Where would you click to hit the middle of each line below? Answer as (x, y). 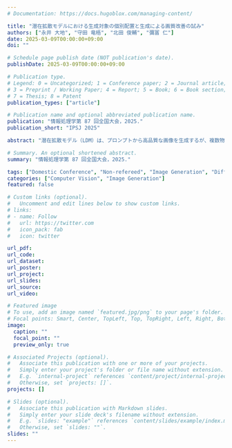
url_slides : (24, 280)
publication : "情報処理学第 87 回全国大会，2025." (75, 122)
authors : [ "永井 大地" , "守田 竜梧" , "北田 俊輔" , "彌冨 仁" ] (91, 33)
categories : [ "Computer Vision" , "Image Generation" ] (86, 178)
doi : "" (18, 46)
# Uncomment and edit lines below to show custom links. (94, 204)
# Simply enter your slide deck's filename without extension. (103, 415)
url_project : (26, 274)
